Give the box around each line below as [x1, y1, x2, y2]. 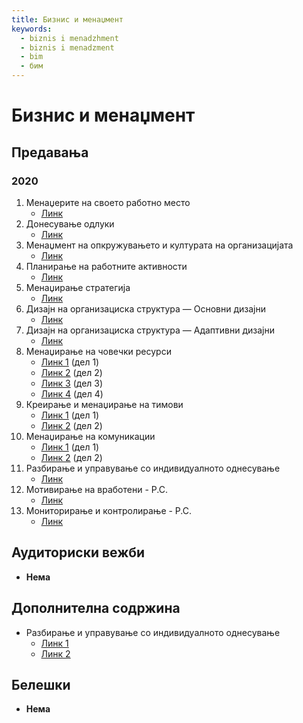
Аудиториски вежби [11, 544, 146, 561]
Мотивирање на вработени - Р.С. [25, 483, 168, 495]
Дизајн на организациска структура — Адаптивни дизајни [25, 324, 275, 336]
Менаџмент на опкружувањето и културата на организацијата [25, 239, 294, 251]
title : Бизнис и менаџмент [11, 14, 124, 25]
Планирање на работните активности [25, 260, 188, 272]
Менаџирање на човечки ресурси [25, 345, 172, 357]
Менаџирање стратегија [25, 281, 131, 293]
